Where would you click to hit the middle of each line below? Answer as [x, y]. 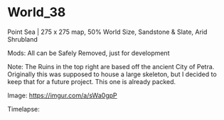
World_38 [37, 12]
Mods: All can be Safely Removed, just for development [89, 53]
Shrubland [22, 39]
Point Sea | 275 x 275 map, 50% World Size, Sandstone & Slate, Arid [107, 32]
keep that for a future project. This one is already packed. [92, 81]
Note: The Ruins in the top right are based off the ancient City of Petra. [111, 66]
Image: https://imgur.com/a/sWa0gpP [62, 95]
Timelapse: [24, 109]
